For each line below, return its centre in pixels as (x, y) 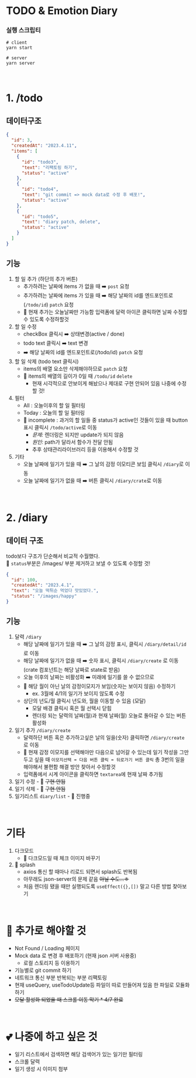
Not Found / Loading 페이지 (47, 948)
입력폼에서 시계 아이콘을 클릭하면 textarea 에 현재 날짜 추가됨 (93, 774)
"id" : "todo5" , (40, 216)
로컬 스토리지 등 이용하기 (51, 962)
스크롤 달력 (27, 1061)
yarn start (19, 48)
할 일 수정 (25, 326)
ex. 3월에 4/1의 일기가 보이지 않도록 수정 (78, 693)
